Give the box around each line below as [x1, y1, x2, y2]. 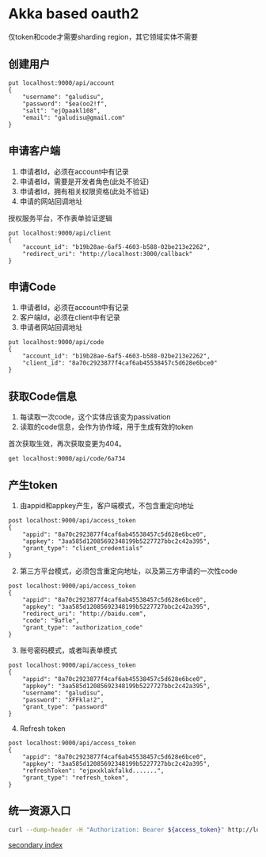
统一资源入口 [8, 804, 71, 817]
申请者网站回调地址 [19, 323, 83, 332]
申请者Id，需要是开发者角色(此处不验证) [19, 176, 150, 186]
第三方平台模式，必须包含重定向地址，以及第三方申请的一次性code [19, 566, 237, 576]
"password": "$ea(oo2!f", [22, 100, 108, 108]
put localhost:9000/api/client [8, 229, 112, 237]
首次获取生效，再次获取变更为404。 [8, 439, 126, 449]
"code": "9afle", [22, 617, 80, 625]
